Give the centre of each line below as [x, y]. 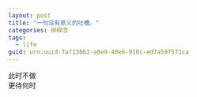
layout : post [30, 15]
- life [26, 45]
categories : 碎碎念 [38, 30]
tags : [17, 37]
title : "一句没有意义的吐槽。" [54, 23]
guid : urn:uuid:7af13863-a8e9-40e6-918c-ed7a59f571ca [99, 52]
